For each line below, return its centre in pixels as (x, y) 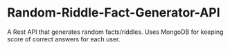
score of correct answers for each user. (64, 39)
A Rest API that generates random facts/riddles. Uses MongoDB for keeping (115, 32)
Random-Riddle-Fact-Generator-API (114, 13)
